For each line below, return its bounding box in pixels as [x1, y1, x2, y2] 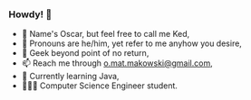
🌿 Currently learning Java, [21, 71, 120, 82]
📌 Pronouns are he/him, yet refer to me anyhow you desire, [21, 38, 242, 49]
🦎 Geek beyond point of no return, [21, 48, 150, 59]
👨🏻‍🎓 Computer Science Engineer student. [21, 80, 179, 91]
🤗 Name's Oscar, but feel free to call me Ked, [21, 29, 190, 40]
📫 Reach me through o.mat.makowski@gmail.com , [21, 58, 214, 68]
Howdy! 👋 [8, 8, 53, 21]
